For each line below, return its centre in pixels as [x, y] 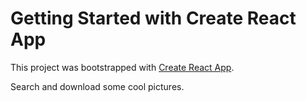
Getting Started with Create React [153, 18]
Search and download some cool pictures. [97, 86]
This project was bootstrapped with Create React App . [122, 67]
